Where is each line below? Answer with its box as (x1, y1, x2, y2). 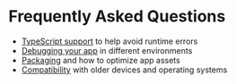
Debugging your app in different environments (21, 45, 193, 55)
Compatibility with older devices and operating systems (21, 64, 228, 75)
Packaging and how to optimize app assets (21, 55, 180, 65)
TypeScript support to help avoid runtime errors (21, 36, 198, 46)
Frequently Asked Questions (8, 6, 226, 27)
